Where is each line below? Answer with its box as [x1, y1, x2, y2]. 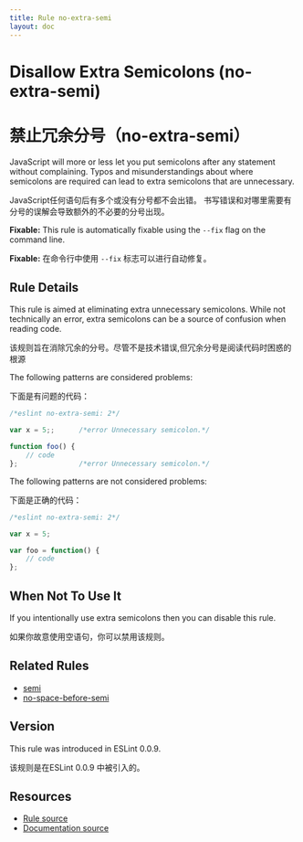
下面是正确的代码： [9, 495, 82, 506]
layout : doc [9, 22, 55, 31]
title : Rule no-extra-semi [9, 13, 112, 23]
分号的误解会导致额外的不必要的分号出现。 [9, 206, 170, 217]
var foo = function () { [9, 546, 100, 555]
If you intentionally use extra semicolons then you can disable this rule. [9, 613, 277, 623]
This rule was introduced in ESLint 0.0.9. [9, 742, 162, 754]
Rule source [22, 813, 68, 824]
